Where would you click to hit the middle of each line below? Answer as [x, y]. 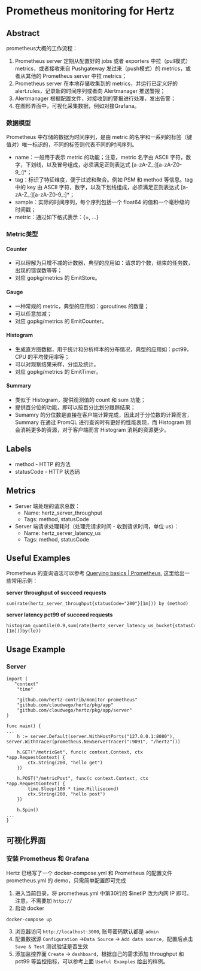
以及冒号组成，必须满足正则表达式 [88, 165]
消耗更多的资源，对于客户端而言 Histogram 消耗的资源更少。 [95, 430]
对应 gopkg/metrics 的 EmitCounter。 [61, 321]
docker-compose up [29, 919]
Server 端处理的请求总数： [48, 506]
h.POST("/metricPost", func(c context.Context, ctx [83, 779]
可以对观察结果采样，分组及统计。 [57, 364]
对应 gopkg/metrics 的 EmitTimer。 [58, 371]
